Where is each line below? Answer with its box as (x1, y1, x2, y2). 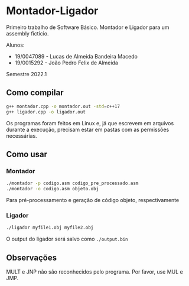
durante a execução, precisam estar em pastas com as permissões (6, 126, 170, 133)
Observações (6, 252, 57, 262)
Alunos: (6, 41, 25, 48)
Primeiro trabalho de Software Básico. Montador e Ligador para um (6, 24, 170, 31)
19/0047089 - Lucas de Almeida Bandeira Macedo (14, 53, 138, 60)
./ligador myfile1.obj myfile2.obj (6, 225, 94, 231)
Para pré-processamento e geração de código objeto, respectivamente (6, 196, 180, 203)
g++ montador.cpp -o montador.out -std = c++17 (6, 103, 120, 109)
